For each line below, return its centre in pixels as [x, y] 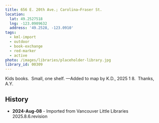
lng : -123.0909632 [29, 23]
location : [15, 14]
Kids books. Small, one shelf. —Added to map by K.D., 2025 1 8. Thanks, [79, 79]
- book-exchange [26, 46]
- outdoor [19, 42]
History [17, 99]
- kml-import [23, 37]
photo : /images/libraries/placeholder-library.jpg [58, 60]
